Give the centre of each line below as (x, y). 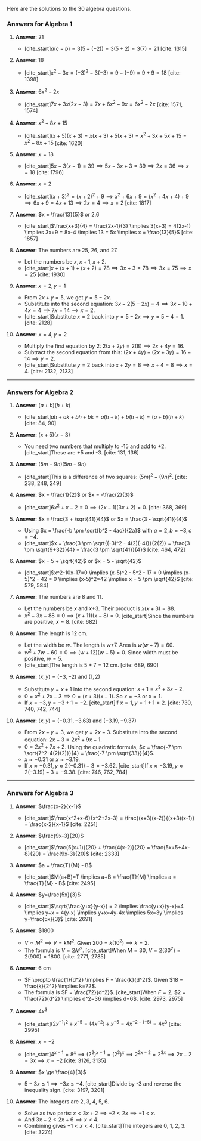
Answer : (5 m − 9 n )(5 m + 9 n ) (51, 464)
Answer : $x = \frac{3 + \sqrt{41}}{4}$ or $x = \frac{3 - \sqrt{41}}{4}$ (101, 519)
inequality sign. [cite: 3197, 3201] (64, 1090)
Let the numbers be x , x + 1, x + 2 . (65, 261)
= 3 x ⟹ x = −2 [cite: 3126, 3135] (65, 1060)
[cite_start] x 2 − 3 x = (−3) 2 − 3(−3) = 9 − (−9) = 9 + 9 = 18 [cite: (102, 72)
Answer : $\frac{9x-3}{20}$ (50, 836)
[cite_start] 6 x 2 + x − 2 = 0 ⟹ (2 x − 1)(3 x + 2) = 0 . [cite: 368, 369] (106, 506)
